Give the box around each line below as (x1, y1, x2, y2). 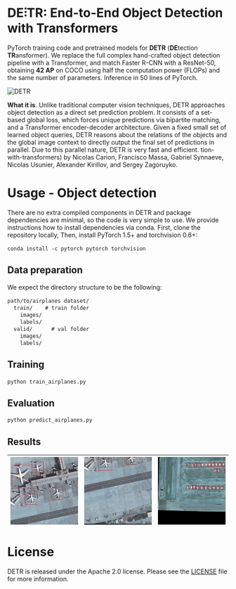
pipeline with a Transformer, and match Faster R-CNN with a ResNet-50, (7, 58, 216, 67)
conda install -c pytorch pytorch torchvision (7, 245, 146, 252)
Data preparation (7, 264, 83, 276)
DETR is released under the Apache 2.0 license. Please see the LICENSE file (7, 567, 228, 576)
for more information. (7, 575, 69, 583)
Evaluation (7, 397, 55, 409)
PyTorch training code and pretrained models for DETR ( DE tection (7, 44, 198, 52)
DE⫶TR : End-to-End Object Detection (7, 5, 223, 21)
